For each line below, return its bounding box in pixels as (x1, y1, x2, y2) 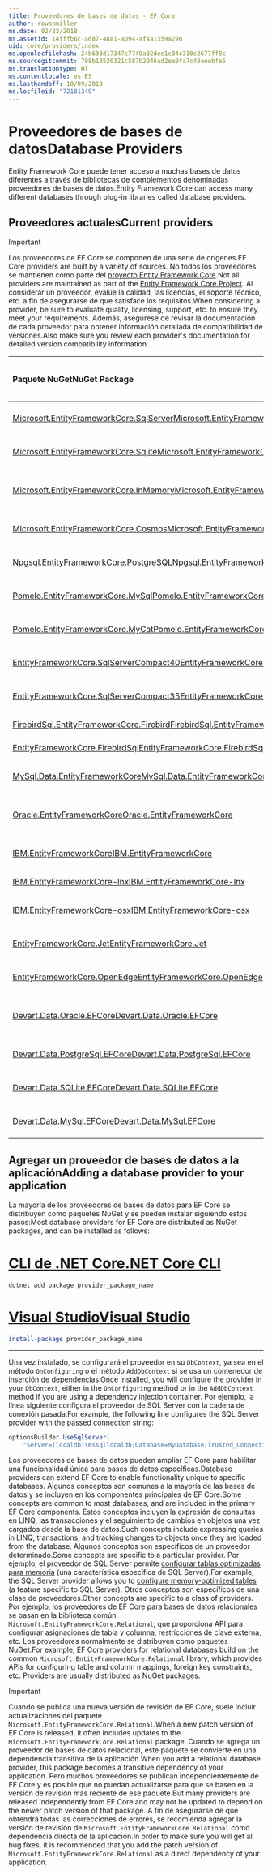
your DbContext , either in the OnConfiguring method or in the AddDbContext (8, 1383, 253, 1392)
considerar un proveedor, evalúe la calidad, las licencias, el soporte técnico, (8, 287, 261, 297)
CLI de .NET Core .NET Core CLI (8, 1254, 221, 1273)
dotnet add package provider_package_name (8, 1281, 154, 1289)
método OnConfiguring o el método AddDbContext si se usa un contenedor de (8, 1365, 263, 1375)
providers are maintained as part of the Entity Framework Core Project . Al (8, 279, 253, 289)
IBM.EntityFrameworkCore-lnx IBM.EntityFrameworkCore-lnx (12, 876, 245, 888)
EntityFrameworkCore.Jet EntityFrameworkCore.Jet (12, 938, 207, 949)
